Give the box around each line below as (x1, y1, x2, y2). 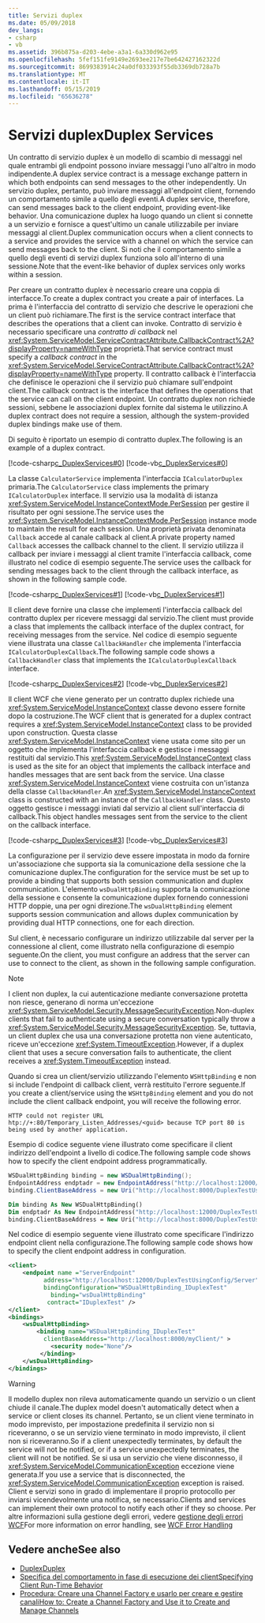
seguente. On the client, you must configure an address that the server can (8, 950, 250, 960)
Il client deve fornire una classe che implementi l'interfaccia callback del (8, 605, 243, 614)
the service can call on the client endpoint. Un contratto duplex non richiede (8, 394, 256, 404)
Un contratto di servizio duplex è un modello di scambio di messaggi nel (8, 152, 243, 162)
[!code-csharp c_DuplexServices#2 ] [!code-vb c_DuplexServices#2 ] (8, 679, 228, 689)
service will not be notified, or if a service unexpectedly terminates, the (8, 1445, 240, 1454)
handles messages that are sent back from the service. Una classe (8, 770, 225, 780)
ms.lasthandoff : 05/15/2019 (8, 85, 101, 93)
